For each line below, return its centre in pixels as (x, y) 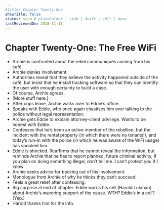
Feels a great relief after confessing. (49, 182)
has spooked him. (30, 146)
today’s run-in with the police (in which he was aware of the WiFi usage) (86, 140)
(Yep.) (19, 198)
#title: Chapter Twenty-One (34, 10)
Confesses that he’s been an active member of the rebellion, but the (81, 130)
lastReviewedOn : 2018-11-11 (34, 23)
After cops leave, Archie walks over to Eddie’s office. (66, 104)
